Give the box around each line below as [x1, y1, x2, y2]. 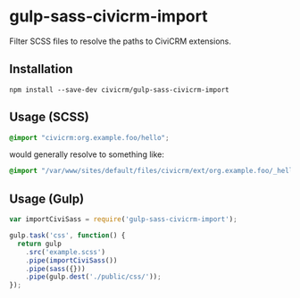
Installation [9, 62, 73, 77]
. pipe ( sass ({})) [25, 264, 87, 273]
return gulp [17, 239, 62, 248]
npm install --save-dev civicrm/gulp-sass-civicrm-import [9, 85, 229, 95]
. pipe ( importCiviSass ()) [25, 256, 118, 265]
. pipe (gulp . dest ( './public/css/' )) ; [25, 272, 162, 282]
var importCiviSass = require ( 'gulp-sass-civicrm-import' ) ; [9, 215, 238, 224]
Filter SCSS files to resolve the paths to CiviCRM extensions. [9, 36, 232, 46]
